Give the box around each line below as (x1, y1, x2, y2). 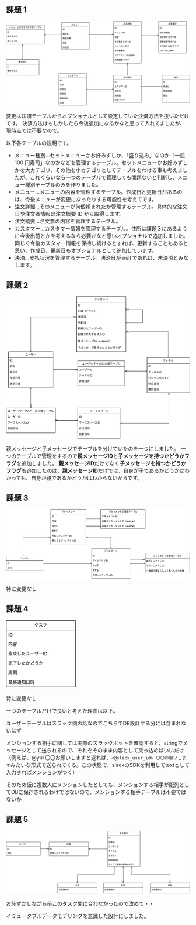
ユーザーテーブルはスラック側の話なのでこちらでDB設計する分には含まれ (6, 720, 181, 727)
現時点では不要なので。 (6, 127, 62, 134)
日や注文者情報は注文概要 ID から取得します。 (14, 210, 125, 217)
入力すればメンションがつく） (6, 768, 78, 776)
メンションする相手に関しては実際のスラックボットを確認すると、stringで (6, 739, 183, 747)
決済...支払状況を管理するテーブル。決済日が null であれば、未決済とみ (14, 254, 184, 261)
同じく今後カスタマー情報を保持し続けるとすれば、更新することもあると (14, 239, 188, 246)
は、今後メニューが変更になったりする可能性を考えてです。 (14, 195, 157, 202)
